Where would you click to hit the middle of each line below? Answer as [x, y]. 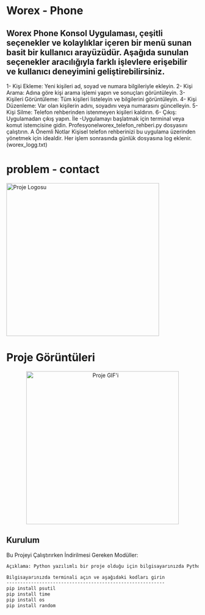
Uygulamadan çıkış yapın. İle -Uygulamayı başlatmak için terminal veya [95, 119]
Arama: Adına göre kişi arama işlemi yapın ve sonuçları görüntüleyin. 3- [96, 93]
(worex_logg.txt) [27, 145]
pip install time [28, 594]
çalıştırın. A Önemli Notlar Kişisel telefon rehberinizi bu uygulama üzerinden [101, 132]
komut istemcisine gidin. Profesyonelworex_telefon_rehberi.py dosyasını [97, 125]
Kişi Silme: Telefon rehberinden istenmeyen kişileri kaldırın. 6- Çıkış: [92, 112]
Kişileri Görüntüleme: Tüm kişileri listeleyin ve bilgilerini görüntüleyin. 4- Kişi [102, 99]
